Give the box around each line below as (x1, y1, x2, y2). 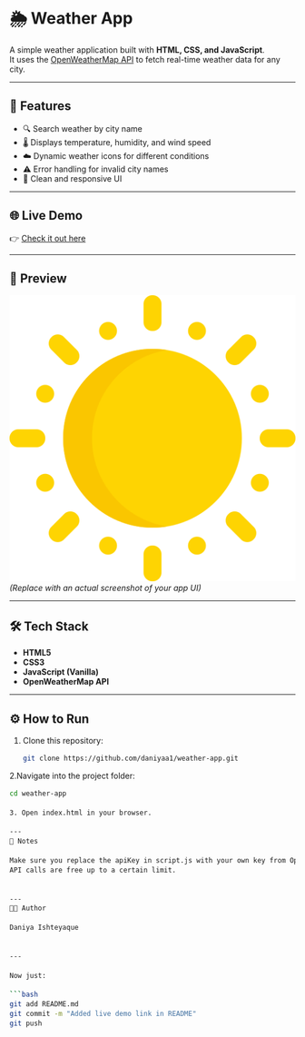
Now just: (9, 971, 47, 980)
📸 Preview (9, 271, 67, 286)
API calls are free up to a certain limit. (9, 865, 177, 874)
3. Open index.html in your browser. (9, 808, 152, 817)
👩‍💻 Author (9, 904, 47, 914)
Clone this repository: (22, 736, 103, 746)
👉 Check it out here (9, 232, 86, 243)
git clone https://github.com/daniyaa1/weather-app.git (22, 754, 239, 763)
